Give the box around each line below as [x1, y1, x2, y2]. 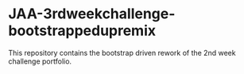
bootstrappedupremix [8, 21, 157, 40]
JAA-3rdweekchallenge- [8, 5, 176, 23]
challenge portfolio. [8, 56, 72, 66]
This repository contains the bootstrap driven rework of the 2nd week [8, 48, 236, 57]
